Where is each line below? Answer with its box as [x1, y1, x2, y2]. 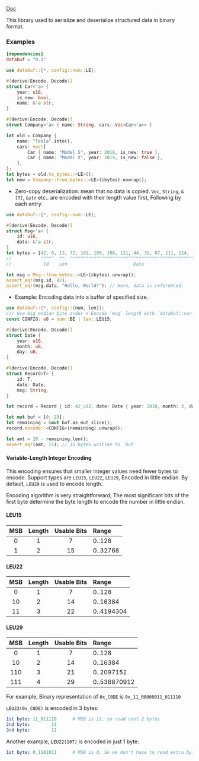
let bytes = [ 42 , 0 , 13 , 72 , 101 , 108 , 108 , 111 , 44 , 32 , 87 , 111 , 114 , [6, 250, 190, 256]
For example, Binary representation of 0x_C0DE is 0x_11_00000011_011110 [6, 693, 181, 700]
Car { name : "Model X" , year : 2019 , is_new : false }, [27, 154, 163, 161]
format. [6, 23, 24, 30]
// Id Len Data [6, 261, 145, 267]
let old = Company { [6, 132, 57, 138]
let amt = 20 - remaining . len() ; [6, 436, 89, 442]
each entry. [14, 200, 43, 207]
